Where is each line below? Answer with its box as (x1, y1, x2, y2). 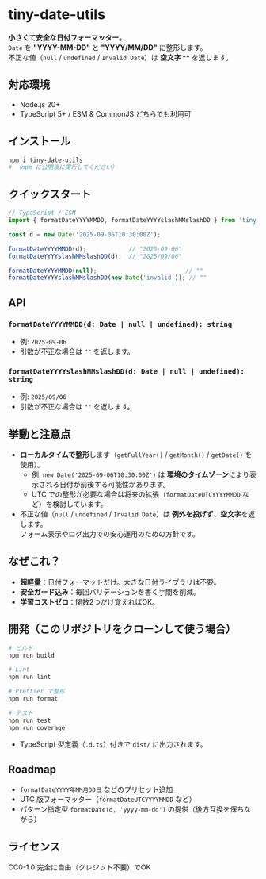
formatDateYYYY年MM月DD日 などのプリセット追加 (19, 785, 173, 794)
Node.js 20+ (19, 99, 61, 109)
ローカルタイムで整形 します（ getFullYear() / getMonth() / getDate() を (19, 450, 253, 459)
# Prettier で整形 (8, 688, 66, 696)
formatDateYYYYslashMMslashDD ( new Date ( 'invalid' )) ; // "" (8, 274, 207, 282)
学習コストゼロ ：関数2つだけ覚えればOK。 (19, 597, 160, 606)
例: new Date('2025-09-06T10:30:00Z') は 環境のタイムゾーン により (31, 470, 250, 479)
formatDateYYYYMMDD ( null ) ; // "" (8, 267, 203, 274)
